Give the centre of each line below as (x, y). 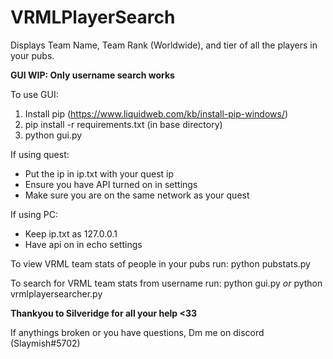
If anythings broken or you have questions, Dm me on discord (137, 332)
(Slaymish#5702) (45, 343)
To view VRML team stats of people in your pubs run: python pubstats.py (160, 263)
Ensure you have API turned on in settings (111, 184)
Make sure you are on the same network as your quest (137, 195)
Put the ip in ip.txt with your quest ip (99, 173)
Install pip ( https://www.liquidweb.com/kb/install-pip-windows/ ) (156, 113)
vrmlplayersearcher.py (56, 293)
